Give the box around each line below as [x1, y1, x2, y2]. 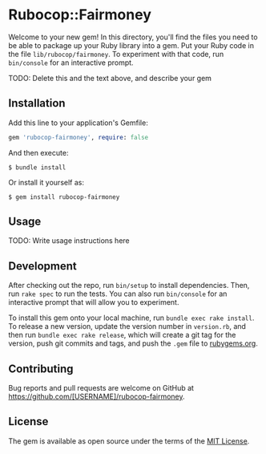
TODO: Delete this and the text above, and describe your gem [8, 73, 212, 83]
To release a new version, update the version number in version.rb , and [8, 322, 247, 331]
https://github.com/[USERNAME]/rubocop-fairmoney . [8, 391, 186, 402]
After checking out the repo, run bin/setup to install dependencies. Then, [8, 281, 250, 290]
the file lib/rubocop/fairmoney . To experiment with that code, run [8, 49, 224, 59]
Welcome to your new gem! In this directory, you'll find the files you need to [8, 32, 258, 42]
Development [8, 259, 78, 273]
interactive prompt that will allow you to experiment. [8, 298, 179, 307]
